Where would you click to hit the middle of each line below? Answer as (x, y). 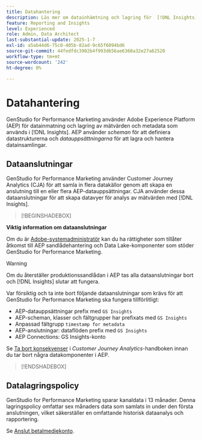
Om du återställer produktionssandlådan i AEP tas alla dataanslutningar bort (100, 275)
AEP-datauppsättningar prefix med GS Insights (73, 311)
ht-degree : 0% (24, 68)
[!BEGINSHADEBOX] (46, 216)
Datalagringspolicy (43, 386)
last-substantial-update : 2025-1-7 (51, 40)
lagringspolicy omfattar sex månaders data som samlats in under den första (100, 406)
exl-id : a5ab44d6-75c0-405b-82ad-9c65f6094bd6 (66, 46)
